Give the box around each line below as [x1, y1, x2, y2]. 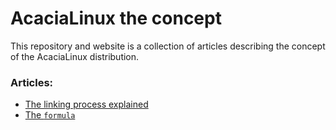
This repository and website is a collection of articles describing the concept [10, 40, 326, 52]
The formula [24, 109, 76, 121]
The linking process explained [24, 98, 149, 111]
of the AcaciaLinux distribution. [10, 50, 140, 62]
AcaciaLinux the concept [10, 7, 222, 30]
